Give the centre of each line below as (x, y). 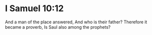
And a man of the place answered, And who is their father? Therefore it (76, 22)
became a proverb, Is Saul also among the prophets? (58, 27)
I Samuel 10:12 (34, 9)
